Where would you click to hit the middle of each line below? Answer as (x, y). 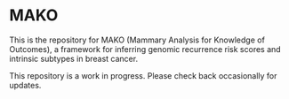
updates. (25, 85)
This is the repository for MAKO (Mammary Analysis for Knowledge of (137, 40)
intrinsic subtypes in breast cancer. (74, 58)
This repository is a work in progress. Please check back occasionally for (143, 75)
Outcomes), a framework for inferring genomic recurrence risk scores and (145, 49)
